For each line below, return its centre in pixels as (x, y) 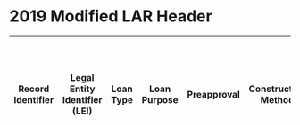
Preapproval (213, 94)
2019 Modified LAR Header (111, 16)
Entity (82, 89)
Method (277, 99)
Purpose (160, 99)
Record (33, 89)
